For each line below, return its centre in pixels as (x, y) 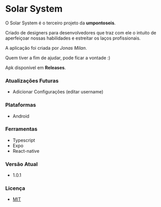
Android (21, 116)
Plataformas (21, 105)
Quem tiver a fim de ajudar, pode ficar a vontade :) (58, 58)
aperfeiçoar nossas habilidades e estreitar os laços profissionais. (73, 38)
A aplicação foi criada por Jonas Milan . (46, 48)
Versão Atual (22, 164)
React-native (26, 151)
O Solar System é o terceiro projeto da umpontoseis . (61, 23)
